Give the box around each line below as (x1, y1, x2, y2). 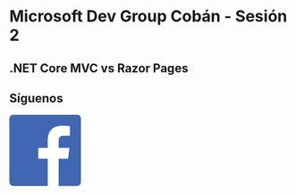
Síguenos (9, 91, 64, 106)
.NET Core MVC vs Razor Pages (9, 61, 189, 76)
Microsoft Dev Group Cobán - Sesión (9, 6, 288, 27)
